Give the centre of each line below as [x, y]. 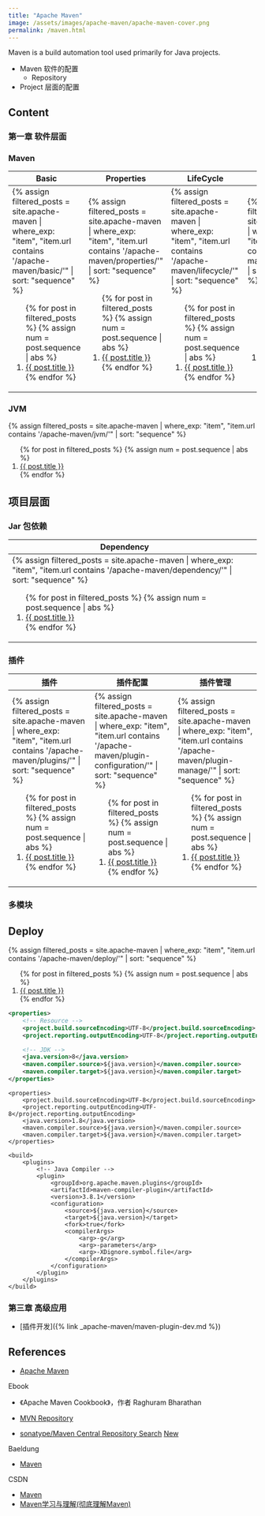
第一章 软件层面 [37, 137]
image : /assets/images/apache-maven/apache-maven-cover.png [109, 23]
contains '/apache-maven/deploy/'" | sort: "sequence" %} [103, 958]
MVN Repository [46, 1418]
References [37, 1351]
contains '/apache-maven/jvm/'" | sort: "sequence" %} [97, 434]
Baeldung [24, 1448]
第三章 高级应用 [37, 1308]
